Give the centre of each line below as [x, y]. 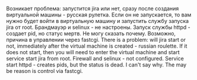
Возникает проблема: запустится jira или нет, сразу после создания [93, 9]
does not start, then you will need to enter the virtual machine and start [93, 52]
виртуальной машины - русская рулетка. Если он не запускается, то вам [99, 15]
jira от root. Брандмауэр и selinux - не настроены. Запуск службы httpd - [99, 27]
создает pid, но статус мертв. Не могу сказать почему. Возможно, [91, 34]
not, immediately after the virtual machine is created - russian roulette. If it [97, 46]
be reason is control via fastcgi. [45, 71]
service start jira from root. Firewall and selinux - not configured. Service [95, 59]
